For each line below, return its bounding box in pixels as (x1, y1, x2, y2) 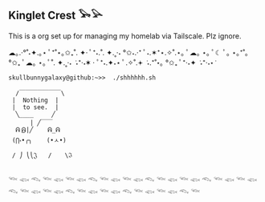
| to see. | (11, 103, 59, 111)
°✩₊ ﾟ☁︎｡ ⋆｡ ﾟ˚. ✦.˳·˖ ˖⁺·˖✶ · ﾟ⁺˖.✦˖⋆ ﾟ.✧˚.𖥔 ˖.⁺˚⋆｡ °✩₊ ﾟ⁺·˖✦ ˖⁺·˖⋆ (8, 58, 214, 67)
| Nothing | (11, 96, 59, 104)
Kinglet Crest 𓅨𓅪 (8, 9, 103, 22)
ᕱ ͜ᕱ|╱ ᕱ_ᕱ (15, 126, 60, 134)
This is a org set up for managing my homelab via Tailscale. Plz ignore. (8, 30, 242, 41)
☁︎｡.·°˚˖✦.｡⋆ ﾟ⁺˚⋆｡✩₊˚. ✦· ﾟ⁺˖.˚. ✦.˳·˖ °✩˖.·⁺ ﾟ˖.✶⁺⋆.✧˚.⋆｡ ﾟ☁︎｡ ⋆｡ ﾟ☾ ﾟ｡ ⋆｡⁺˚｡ (8, 47, 249, 57)
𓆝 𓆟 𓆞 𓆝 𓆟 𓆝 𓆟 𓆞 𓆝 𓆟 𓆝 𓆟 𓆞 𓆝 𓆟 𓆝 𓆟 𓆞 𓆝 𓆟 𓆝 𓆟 (8, 175, 258, 184)
